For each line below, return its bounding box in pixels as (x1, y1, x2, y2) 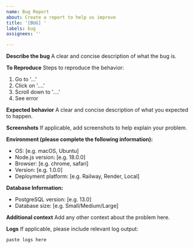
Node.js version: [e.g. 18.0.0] (14, 153, 86, 161)
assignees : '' (6, 31, 42, 37)
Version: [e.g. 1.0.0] (14, 167, 63, 174)
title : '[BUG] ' (6, 20, 47, 26)
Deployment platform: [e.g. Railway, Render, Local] (14, 173, 140, 180)
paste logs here (6, 237, 47, 243)
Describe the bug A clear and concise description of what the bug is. (6, 53, 177, 60)
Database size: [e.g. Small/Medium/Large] (14, 202, 119, 210)
